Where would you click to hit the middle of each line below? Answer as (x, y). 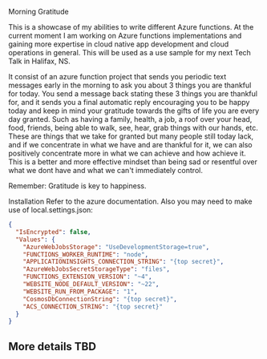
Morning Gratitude (39, 12)
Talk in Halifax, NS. (39, 61)
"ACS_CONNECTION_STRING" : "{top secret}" (93, 307)
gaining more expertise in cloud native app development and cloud (119, 44)
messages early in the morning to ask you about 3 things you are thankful (130, 85)
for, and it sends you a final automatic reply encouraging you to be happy (129, 102)
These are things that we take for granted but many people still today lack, (131, 136)
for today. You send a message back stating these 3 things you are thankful (133, 94)
